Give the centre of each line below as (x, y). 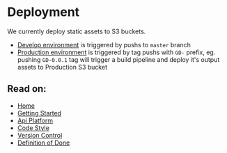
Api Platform (35, 120)
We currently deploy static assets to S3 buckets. (77, 31)
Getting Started (39, 113)
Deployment (44, 12)
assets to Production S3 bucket (62, 67)
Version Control (40, 135)
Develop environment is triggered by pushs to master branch (104, 45)
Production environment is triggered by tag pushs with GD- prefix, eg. (116, 52)
